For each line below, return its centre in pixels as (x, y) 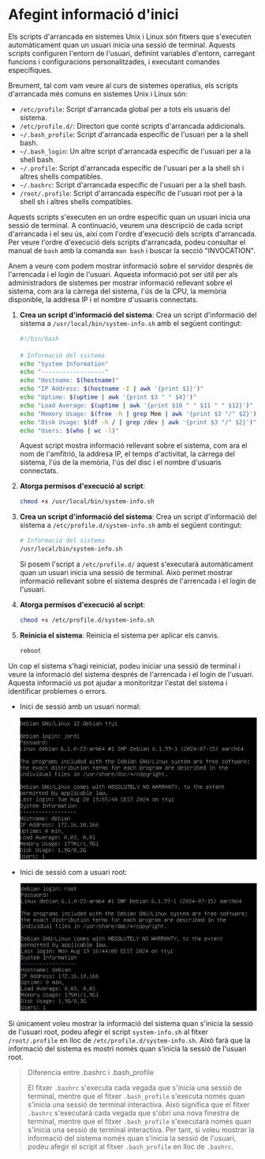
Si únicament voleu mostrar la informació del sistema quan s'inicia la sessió (131, 1023)
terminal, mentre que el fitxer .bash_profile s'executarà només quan (139, 1121)
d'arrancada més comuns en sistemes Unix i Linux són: (98, 93)
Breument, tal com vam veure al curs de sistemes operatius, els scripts (123, 85)
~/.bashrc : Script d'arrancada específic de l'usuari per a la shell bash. (133, 184)
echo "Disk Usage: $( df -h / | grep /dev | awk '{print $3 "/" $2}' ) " (138, 422)
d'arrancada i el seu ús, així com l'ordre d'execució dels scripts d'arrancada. (132, 233)
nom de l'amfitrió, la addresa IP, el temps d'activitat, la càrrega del (127, 454)
